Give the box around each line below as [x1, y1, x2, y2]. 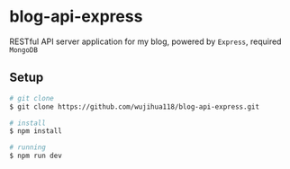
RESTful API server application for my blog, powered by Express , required [9, 36, 282, 47]
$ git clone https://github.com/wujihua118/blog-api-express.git [9, 102, 259, 111]
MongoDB [9, 45, 39, 55]
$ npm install [9, 127, 63, 136]
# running [9, 143, 47, 152]
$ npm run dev [9, 151, 63, 161]
